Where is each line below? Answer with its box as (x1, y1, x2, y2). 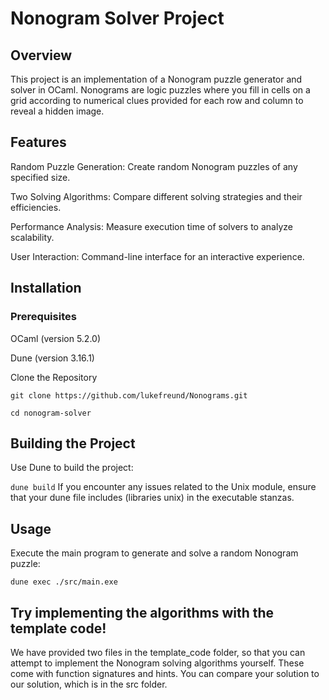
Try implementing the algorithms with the (10, 604, 275, 621)
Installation (10, 280, 82, 297)
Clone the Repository (10, 371, 98, 383)
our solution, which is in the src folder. (10, 678, 168, 690)
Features (10, 134, 67, 151)
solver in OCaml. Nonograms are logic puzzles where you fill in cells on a (10, 84, 311, 96)
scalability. (10, 231, 55, 243)
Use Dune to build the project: (10, 462, 134, 474)
